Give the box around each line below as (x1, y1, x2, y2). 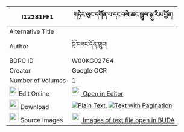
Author (9, 42, 29, 50)
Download (20, 103, 49, 111)
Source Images (20, 116, 63, 124)
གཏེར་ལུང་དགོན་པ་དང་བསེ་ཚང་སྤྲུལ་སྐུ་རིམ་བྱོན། (73, 10, 174, 19)
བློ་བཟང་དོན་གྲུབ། (71, 40, 108, 48)
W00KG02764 (71, 57, 114, 65)
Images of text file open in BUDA (83, 116, 175, 124)
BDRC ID (9, 57, 34, 65)
